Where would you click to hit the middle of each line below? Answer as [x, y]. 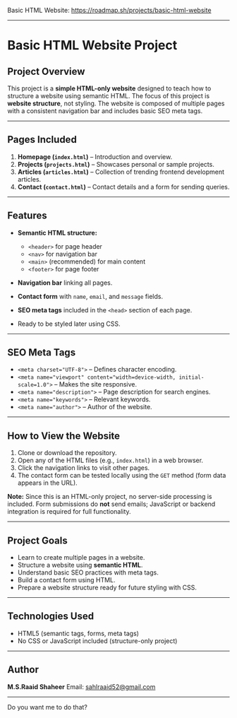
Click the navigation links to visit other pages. [84, 468]
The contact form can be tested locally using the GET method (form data [122, 476]
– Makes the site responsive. [96, 384]
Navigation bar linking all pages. [65, 283]
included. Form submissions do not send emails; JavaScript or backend [111, 504]
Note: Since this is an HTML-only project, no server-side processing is [110, 497]
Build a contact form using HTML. [66, 580]
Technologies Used [50, 617]
